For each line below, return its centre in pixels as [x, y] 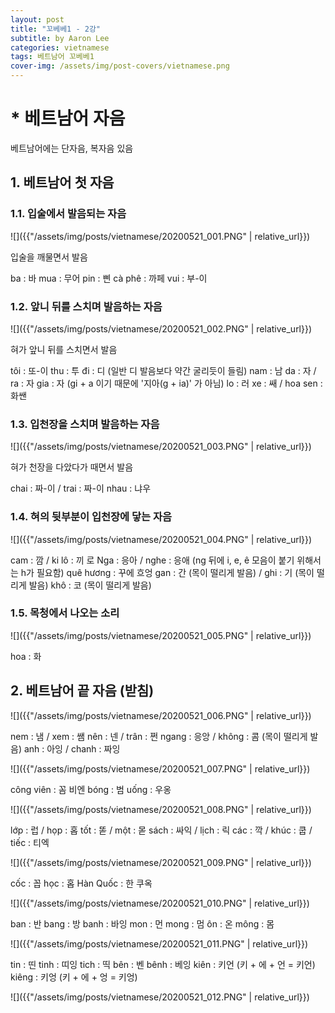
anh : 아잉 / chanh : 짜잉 [72, 748]
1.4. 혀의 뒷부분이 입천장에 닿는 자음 [91, 517]
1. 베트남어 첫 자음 [62, 182]
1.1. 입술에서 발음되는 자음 [68, 214]
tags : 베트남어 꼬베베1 [52, 57]
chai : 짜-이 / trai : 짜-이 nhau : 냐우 [81, 488]
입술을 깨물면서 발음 [49, 257]
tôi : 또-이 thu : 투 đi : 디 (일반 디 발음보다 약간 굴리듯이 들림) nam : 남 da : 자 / [163, 370]
